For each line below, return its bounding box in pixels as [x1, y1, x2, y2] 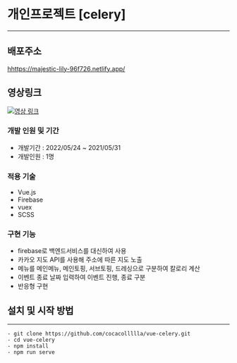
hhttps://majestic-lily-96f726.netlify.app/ [7, 64, 126, 73]
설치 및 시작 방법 [7, 304, 74, 316]
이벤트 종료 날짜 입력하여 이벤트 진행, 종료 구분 [17, 273, 146, 282]
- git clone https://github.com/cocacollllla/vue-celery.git [7, 331, 191, 338]
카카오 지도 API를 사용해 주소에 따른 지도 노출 [17, 255, 142, 264]
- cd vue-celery [7, 336, 55, 344]
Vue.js [17, 188, 37, 197]
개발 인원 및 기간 [7, 126, 59, 136]
